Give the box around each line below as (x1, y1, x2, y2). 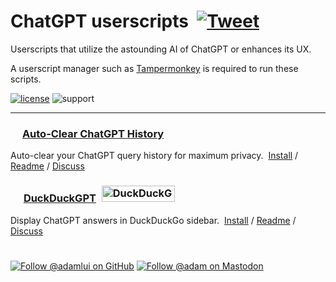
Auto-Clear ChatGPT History (21, 126, 165, 140)
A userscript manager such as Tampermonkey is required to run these (10, 62, 299, 74)
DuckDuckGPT (23, 191, 97, 205)
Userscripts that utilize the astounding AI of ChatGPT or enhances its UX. (10, 43, 312, 55)
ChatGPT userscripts (10, 10, 189, 33)
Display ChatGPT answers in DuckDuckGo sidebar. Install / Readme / (10, 214, 297, 226)
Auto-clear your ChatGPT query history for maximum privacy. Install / (10, 150, 299, 162)
